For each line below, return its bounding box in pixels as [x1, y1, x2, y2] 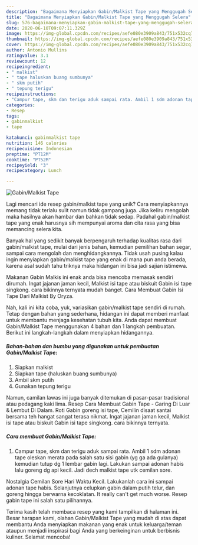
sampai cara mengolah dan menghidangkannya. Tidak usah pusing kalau [6, 249, 183, 257]
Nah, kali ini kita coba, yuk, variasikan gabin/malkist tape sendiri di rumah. [6, 304, 186, 311]
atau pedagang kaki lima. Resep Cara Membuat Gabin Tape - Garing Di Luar [6, 400, 190, 408]
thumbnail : [6, 36, 33, 42]
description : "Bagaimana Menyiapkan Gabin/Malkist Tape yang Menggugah [6, 8, 186, 15]
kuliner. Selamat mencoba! [6, 533, 71, 541]
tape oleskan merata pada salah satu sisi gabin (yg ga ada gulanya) [14, 454, 179, 461]
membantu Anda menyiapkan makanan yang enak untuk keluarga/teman [6, 521, 182, 528]
